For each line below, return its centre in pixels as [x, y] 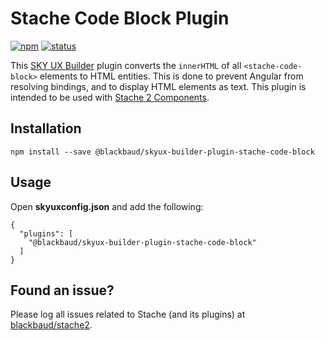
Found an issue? [62, 290]
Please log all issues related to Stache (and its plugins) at [128, 314]
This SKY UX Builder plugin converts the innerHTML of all [126, 65]
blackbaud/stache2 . [51, 325]
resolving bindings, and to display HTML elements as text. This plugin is [158, 86]
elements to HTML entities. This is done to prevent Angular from [171, 76]
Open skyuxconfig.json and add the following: [107, 206]
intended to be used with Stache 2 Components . [110, 97]
